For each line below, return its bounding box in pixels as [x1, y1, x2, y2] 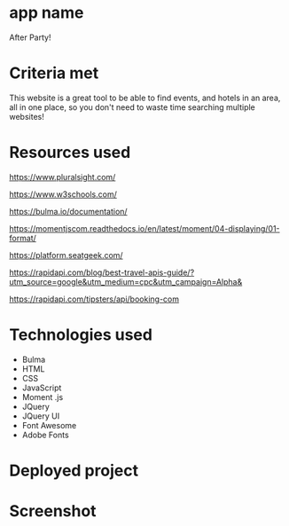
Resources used [9, 143, 131, 162]
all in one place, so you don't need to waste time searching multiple [9, 101, 255, 113]
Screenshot [9, 501, 97, 522]
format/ [9, 232, 37, 243]
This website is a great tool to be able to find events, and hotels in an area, [9, 92, 281, 103]
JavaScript [21, 382, 62, 393]
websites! [9, 111, 44, 122]
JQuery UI [21, 411, 60, 421]
